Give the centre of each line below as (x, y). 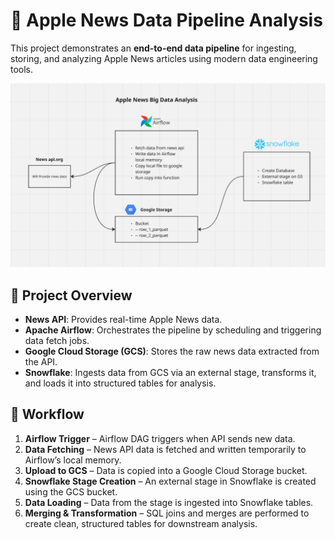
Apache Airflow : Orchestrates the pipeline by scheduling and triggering (173, 330)
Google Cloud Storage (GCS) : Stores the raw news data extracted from (172, 351)
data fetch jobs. (57, 341)
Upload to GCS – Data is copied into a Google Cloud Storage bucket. (166, 470)
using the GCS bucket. (71, 491)
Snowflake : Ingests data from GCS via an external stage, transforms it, (170, 373)
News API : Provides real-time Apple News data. (123, 320)
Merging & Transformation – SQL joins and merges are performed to (167, 513)
